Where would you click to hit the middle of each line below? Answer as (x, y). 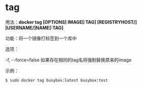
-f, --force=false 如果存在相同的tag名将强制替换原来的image (68, 60)
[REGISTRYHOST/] (117, 22)
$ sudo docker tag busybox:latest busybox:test (57, 80)
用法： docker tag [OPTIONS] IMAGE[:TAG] (51, 22)
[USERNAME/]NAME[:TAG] (34, 27)
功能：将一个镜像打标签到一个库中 (41, 38)
